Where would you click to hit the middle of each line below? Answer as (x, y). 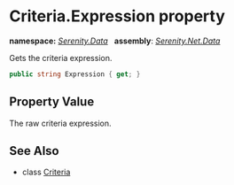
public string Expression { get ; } (75, 74)
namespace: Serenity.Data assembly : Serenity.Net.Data (115, 41)
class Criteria (46, 172)
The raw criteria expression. (61, 123)
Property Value (52, 102)
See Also (34, 151)
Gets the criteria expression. (61, 58)
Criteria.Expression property (117, 16)
